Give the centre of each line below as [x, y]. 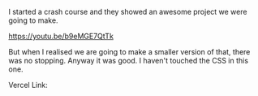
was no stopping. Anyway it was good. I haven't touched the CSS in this [129, 61]
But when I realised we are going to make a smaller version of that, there [129, 52]
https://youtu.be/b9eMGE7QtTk [61, 36]
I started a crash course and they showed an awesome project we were [128, 12]
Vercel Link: [28, 85]
